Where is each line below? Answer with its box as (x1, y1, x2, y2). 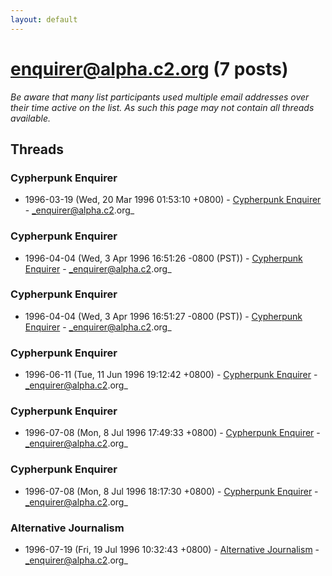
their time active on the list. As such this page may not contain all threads (10, 101, 315, 113)
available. (10, 112, 52, 124)
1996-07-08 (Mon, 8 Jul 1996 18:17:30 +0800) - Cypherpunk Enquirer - (24, 485, 319, 497)
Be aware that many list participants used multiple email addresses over (10, 91, 310, 103)
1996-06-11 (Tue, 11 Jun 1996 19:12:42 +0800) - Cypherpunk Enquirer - (24, 369, 318, 381)
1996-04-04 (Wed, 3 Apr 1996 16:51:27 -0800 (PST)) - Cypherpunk (24, 310, 303, 322)
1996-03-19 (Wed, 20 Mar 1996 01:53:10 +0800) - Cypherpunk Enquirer (24, 194, 322, 206)
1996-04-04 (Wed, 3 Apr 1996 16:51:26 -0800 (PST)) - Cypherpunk (24, 252, 303, 264)
